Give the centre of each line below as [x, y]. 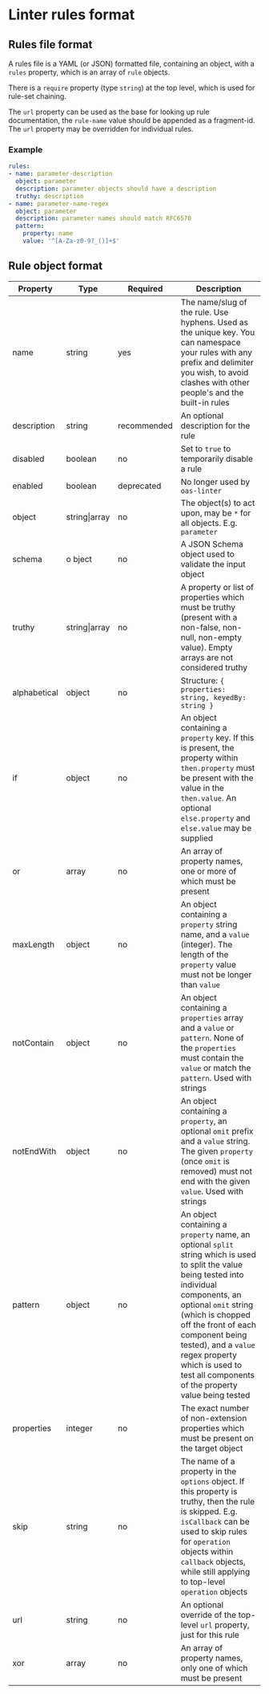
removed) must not [216, 1171]
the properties [208, 1048]
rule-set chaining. [37, 96]
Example [26, 149]
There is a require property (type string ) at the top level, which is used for [132, 88]
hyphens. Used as [214, 322]
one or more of [209, 871]
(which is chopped [215, 1314]
